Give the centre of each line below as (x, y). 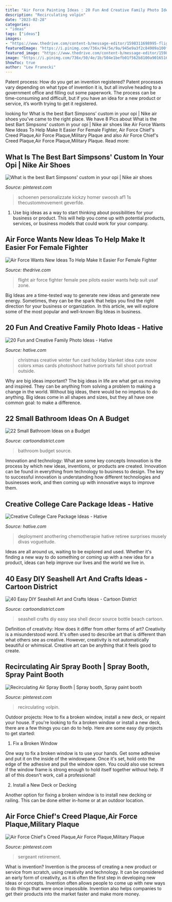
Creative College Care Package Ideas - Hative (79, 504)
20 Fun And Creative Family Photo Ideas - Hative (84, 328)
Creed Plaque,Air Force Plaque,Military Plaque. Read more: (67, 141)
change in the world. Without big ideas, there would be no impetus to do (81, 392)
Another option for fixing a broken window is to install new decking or (79, 795)
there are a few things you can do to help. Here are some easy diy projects (84, 728)
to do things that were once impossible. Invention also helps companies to (83, 888)
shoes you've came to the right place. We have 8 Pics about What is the (81, 119)
